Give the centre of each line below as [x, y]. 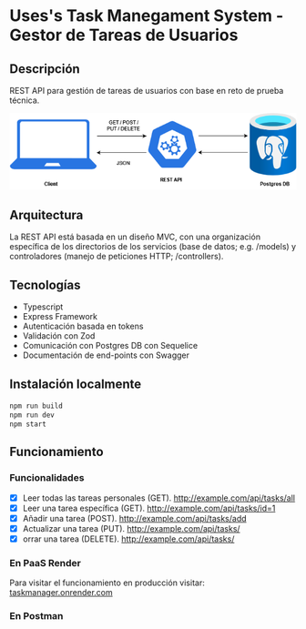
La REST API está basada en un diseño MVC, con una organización [135, 237]
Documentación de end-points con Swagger [106, 355]
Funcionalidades [47, 478]
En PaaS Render [46, 563]
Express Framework [60, 317]
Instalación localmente [76, 384]
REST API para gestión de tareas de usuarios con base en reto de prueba [147, 91]
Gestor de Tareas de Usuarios [124, 35]
